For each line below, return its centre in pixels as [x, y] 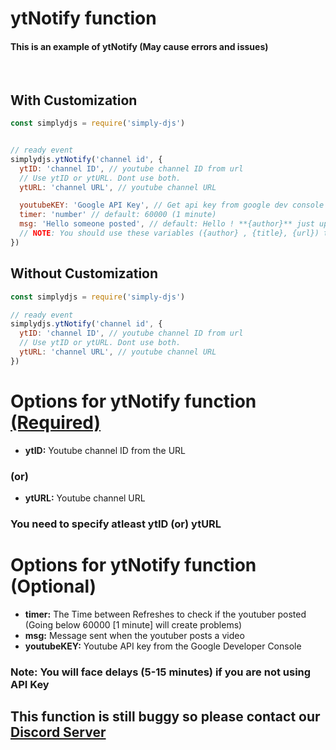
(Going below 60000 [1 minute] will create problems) [133, 624]
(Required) [56, 422]
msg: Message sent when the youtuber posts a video [134, 635]
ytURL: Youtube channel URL [85, 498]
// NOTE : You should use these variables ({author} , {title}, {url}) [169, 233]
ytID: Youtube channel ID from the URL [105, 450]
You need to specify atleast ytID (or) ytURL [116, 524]
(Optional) [53, 586]
